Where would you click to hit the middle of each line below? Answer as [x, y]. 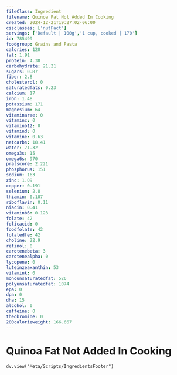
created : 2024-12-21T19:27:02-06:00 [51, 22]
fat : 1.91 [18, 55]
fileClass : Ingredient [34, 11]
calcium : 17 [21, 93]
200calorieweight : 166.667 [39, 322]
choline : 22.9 [23, 240]
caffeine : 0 [21, 311]
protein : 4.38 [23, 60]
